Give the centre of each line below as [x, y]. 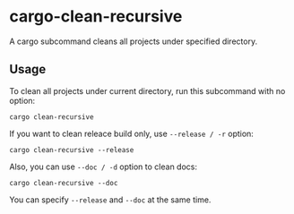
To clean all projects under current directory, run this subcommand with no [147, 90]
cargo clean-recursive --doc [64, 183]
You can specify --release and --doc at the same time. [110, 200]
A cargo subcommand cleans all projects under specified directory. [134, 41]
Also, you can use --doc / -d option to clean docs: [103, 167]
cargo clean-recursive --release [72, 150]
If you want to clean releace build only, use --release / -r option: [131, 133]
